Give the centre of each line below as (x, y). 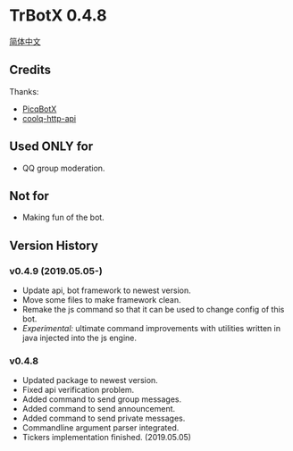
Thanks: (24, 91)
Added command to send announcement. (99, 409)
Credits (30, 70)
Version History (54, 245)
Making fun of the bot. (63, 217)
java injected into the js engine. (79, 338)
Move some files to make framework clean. (101, 300)
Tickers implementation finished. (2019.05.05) (107, 438)
